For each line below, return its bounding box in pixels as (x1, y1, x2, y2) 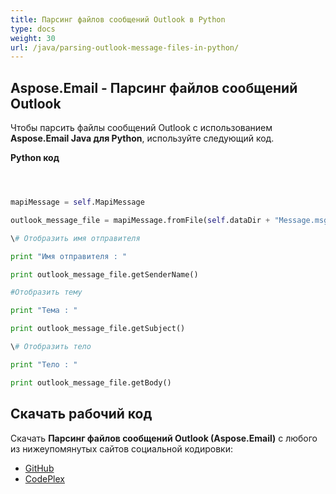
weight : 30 (10, 33, 56, 43)
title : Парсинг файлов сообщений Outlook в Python (10, 14, 226, 25)
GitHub (24, 462, 55, 474)
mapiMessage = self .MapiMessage (10, 197, 145, 208)
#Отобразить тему (10, 287, 83, 298)
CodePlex (24, 472, 65, 485)
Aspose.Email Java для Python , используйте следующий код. (10, 132, 275, 145)
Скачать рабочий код (10, 406, 153, 423)
